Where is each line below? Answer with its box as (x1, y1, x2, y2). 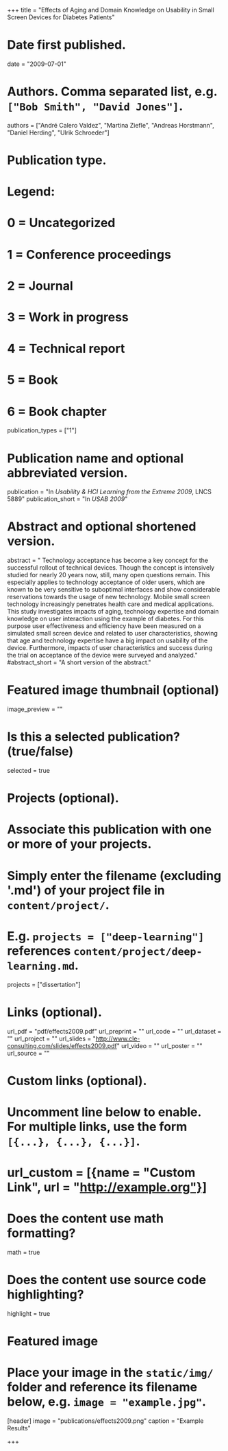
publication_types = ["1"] (7, 426, 77, 434)
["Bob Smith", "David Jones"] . (7, 99, 183, 114)
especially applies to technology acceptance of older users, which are (7, 578, 205, 586)
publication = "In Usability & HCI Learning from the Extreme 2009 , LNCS (7, 487, 212, 496)
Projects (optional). (7, 791, 120, 806)
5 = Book (7, 372, 58, 388)
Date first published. (7, 37, 127, 53)
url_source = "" (7, 1049, 50, 1057)
